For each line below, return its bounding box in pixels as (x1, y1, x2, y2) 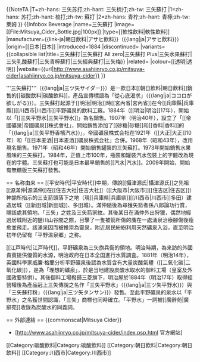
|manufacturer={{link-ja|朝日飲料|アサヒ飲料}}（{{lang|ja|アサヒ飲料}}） (6, 36, 183, 42)
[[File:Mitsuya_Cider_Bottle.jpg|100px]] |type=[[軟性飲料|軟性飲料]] (6, 28, 170, 35)
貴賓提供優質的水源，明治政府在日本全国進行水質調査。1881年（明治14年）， (6, 252, 192, 258)
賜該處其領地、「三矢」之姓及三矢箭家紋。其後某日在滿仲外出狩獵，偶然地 (6, 209, 186, 216)
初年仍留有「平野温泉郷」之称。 (6, 231, 85, 238)
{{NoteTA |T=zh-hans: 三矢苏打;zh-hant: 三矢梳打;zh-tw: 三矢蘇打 (6, 6, 167, 13)
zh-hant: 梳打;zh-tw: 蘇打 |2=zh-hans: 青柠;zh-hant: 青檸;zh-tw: (32, 13, 190, 20)
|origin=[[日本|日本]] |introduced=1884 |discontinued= (6, 43, 139, 50)
